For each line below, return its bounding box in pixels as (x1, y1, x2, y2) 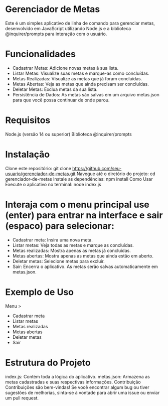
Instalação (5, 149, 50, 160)
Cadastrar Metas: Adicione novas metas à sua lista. (12, 65, 119, 71)
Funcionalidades (5, 49, 76, 60)
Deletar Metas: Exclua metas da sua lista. (12, 86, 98, 92)
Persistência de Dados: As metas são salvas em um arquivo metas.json (12, 91, 159, 97)
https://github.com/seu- (72, 165, 122, 171)
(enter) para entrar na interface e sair (5, 209, 163, 221)
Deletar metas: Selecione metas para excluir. (12, 258, 105, 264)
